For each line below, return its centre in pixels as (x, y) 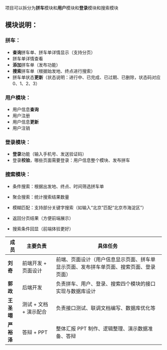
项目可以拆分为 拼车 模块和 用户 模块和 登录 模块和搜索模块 (62, 8)
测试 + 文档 (35, 304)
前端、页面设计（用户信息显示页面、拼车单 (106, 259)
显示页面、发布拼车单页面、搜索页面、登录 (106, 267)
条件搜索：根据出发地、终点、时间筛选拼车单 (58, 186)
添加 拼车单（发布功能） (36, 65)
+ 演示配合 (35, 312)
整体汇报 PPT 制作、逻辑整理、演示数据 (102, 329)
